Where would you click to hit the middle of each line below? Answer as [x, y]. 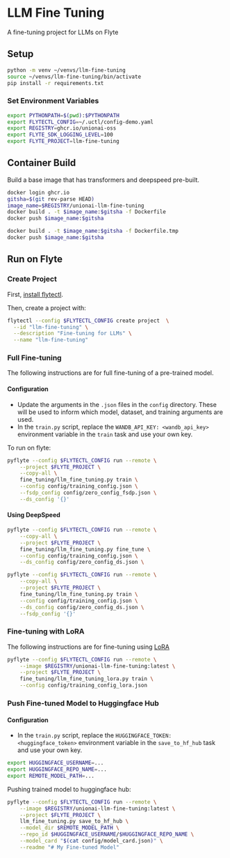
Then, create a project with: [47, 307]
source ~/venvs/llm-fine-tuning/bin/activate [74, 77]
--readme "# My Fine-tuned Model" [69, 847]
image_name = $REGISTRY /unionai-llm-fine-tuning [76, 206]
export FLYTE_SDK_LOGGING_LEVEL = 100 [60, 135]
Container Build [42, 163]
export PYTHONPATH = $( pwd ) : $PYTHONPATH [63, 115]
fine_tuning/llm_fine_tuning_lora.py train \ [87, 679]
